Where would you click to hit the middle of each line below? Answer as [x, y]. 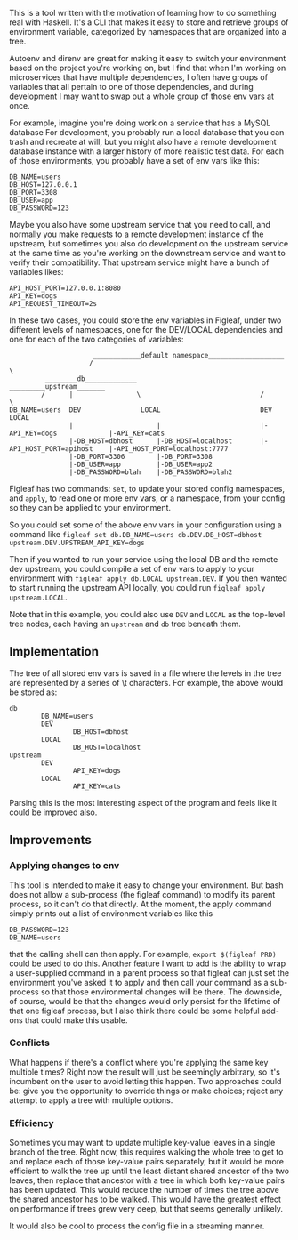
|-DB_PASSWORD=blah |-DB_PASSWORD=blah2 [151, 472]
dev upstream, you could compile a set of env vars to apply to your [132, 569]
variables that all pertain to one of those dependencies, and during [131, 87]
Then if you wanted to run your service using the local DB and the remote [144, 559]
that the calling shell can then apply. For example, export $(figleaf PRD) [143, 954]
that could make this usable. [76, 1020]
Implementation [54, 652]
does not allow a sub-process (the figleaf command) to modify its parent [142, 894]
